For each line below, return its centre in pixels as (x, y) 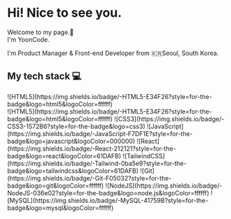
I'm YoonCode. (29, 39)
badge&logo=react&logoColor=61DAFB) (64, 156)
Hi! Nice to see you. (65, 13)
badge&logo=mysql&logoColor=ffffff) (61, 208)
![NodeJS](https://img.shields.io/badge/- (164, 186)
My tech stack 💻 (45, 76)
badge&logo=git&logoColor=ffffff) (56, 186)
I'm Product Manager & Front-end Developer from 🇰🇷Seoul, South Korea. (113, 53)
